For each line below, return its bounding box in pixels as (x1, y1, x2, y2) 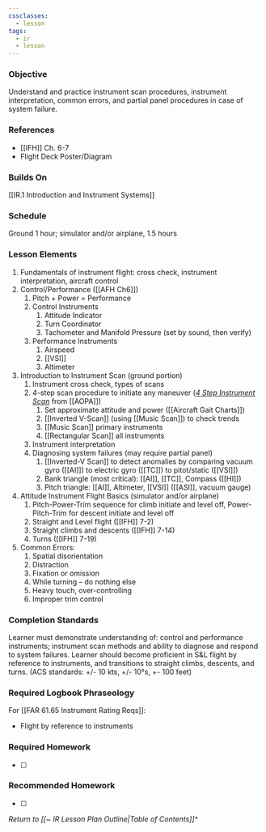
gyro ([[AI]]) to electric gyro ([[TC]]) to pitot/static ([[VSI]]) (44, 465, 239, 474)
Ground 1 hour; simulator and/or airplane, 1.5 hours (8, 228, 178, 239)
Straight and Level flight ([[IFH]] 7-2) (32, 516, 154, 526)
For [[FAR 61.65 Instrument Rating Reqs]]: (8, 706, 146, 715)
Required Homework (8, 741, 91, 753)
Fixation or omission (32, 568, 99, 578)
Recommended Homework (8, 780, 116, 792)
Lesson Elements (8, 248, 78, 260)
